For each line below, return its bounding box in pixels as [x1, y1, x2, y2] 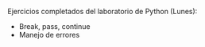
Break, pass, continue [18, 22, 91, 31]
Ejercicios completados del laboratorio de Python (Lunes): [7, 7, 198, 16]
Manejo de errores [18, 31, 80, 39]
